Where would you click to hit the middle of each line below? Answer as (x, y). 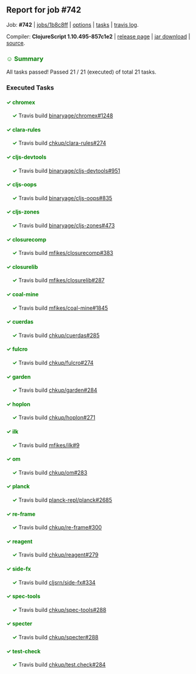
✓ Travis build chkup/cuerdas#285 (56, 335)
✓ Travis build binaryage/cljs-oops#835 (62, 198)
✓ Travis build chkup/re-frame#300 (57, 527)
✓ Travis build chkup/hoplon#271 (54, 418)
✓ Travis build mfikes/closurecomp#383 (63, 253)
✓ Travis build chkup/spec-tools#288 (59, 610)
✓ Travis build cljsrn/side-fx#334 (54, 582)
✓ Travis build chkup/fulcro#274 (53, 363)
